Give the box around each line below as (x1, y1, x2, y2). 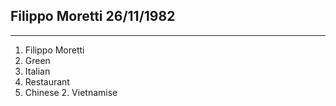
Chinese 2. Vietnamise (24, 86, 118, 98)
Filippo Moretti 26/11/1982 (10, 8, 176, 25)
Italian (24, 65, 51, 77)
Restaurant (24, 75, 70, 88)
